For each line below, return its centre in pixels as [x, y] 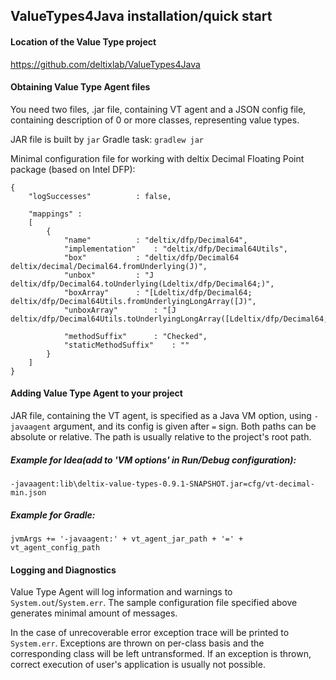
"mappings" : [55, 214]
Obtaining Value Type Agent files [80, 87]
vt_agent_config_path [55, 547]
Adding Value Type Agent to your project [96, 393]
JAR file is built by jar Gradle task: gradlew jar [107, 139]
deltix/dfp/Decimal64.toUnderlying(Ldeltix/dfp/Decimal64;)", [142, 284]
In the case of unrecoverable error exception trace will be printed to [150, 633]
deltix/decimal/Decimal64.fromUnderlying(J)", [109, 266]
